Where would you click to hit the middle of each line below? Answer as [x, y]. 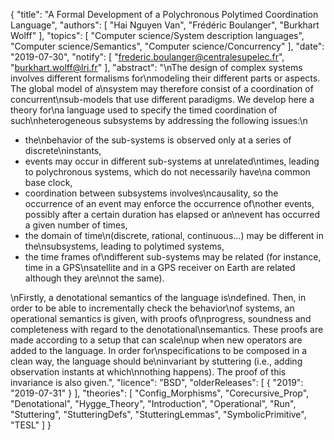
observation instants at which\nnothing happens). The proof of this [148, 372]
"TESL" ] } [31, 425]
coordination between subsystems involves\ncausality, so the [151, 193]
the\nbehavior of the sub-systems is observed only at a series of [158, 140]
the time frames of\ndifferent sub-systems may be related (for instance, [173, 257]
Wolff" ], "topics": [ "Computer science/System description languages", [157, 35]
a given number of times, [76, 225]
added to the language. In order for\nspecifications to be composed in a [159, 350]
